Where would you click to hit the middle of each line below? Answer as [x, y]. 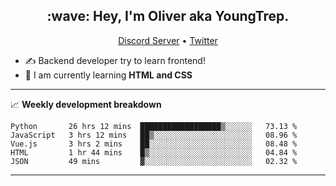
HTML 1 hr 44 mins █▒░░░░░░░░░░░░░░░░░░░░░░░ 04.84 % [154, 152]
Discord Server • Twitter [168, 40]
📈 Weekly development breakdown [86, 104]
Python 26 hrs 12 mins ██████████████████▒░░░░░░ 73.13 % [154, 126]
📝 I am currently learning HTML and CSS [108, 75]
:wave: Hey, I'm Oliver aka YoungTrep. [168, 16]
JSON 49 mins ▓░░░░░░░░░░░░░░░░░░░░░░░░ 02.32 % [154, 161]
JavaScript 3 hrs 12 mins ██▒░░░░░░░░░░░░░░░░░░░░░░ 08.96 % [154, 135]
